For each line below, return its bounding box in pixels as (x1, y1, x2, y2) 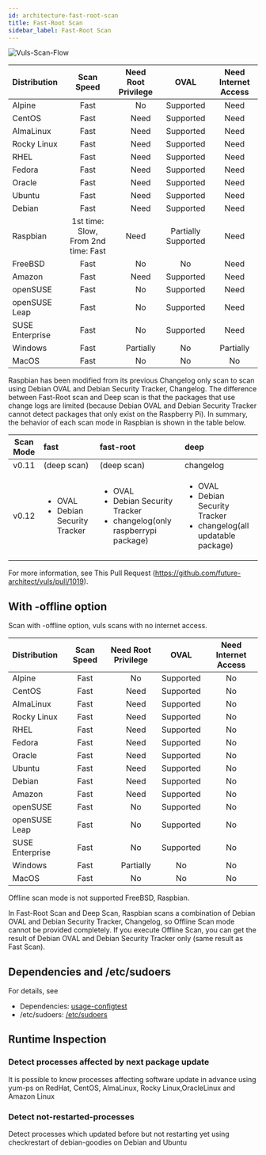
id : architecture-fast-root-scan (8, 11, 119, 20)
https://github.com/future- (154, 568, 241, 578)
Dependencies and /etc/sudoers (8, 965, 172, 978)
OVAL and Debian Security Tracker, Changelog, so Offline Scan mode (8, 917, 235, 927)
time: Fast (70, 246, 106, 257)
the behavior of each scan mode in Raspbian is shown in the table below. (8, 417, 246, 428)
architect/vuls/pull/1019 (8, 577, 85, 586)
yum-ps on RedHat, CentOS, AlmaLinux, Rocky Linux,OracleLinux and (8, 1083, 236, 1092)
